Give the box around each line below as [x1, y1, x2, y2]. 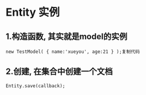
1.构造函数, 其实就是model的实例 [5, 31, 127, 41]
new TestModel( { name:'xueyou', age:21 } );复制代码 [5, 49, 140, 55]
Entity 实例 [5, 5, 60, 19]
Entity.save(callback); [5, 82, 66, 89]
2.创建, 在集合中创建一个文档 [5, 67, 113, 77]
